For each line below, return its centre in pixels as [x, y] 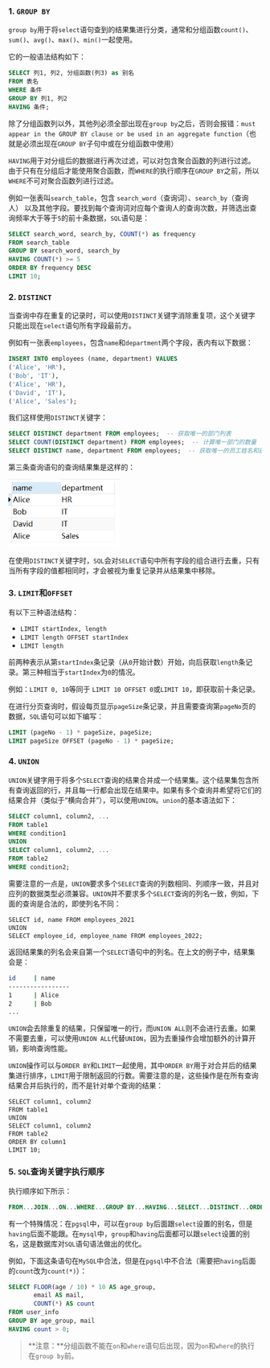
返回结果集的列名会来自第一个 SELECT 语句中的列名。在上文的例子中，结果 [128, 952]
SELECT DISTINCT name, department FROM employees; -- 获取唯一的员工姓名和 [134, 451]
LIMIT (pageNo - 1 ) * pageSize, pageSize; [80, 732]
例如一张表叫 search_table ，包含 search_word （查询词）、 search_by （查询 [129, 198]
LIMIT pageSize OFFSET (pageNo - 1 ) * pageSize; [91, 741]
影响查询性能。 [47, 1049]
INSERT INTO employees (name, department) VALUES [93, 359]
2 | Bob [30, 1003]
